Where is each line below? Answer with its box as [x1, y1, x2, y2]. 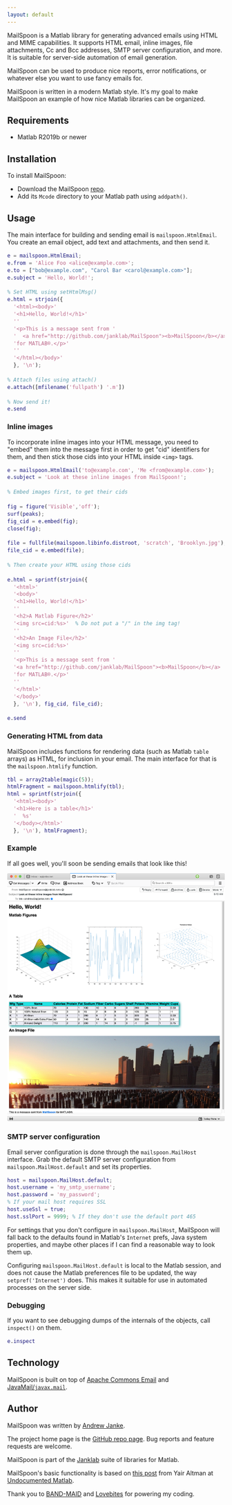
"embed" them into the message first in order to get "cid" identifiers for [7, 445, 210, 453]
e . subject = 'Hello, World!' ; [7, 274, 95, 281]
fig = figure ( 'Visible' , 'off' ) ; [7, 503, 100, 510]
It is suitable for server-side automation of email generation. [7, 53, 177, 62]
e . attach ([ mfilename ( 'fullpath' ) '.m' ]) [7, 384, 126, 390]
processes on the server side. [7, 1283, 92, 1291]
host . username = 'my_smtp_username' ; [7, 1184, 116, 1191]
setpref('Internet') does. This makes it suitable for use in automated [7, 1276, 208, 1284]
